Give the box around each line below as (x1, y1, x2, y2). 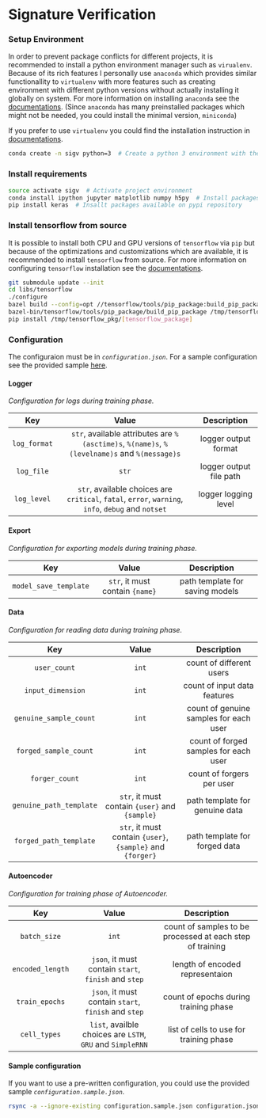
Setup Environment (8, 34, 85, 45)
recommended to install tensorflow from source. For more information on (8, 255, 247, 264)
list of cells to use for (167, 1024, 245, 1035)
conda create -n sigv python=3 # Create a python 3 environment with (8, 150, 246, 158)
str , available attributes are (70, 428, 173, 439)
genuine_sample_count (14, 713, 96, 722)
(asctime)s (82, 439, 123, 449)
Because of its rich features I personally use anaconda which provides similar (8, 69, 257, 78)
